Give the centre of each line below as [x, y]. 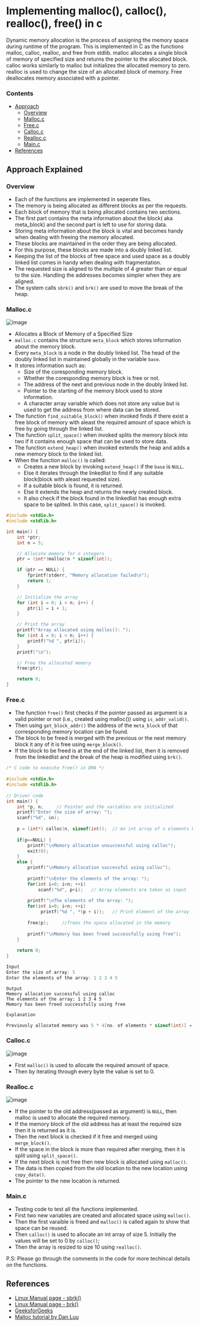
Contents [20, 93]
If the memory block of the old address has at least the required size [98, 1124]
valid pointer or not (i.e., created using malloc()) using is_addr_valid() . [102, 719]
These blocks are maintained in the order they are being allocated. [96, 243]
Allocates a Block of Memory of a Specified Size [73, 334]
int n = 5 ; [30, 543]
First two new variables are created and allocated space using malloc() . [102, 1215]
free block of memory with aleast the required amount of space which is [103, 422]
